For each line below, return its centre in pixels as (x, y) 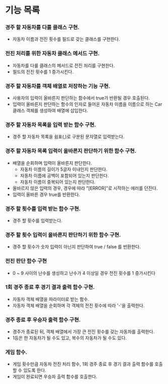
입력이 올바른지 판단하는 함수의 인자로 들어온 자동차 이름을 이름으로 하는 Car (87, 104)
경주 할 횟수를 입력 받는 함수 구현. (43, 208)
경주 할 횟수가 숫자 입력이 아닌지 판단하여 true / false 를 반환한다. (76, 247)
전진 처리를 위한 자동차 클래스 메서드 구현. (52, 53)
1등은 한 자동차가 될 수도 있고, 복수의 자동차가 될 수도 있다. (70, 338)
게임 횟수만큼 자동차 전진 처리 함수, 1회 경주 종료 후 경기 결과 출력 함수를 (83, 364)
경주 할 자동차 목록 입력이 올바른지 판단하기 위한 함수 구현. (71, 151)
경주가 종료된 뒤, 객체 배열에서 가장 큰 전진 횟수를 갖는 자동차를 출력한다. (83, 332)
